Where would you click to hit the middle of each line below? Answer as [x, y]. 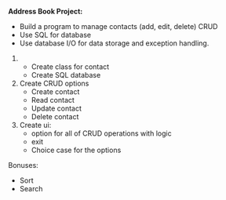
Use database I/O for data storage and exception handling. [114, 43]
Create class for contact [70, 67]
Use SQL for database [55, 35]
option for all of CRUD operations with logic [101, 133]
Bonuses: [24, 165]
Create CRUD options [54, 83]
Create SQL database [66, 75]
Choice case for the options [76, 150]
